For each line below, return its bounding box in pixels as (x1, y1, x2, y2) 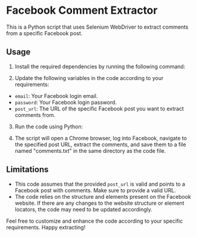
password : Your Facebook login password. (14, 99, 117, 106)
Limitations (6, 165, 49, 175)
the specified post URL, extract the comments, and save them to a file (14, 141, 186, 148)
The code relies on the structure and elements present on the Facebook (14, 193, 192, 200)
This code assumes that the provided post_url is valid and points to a (14, 180, 186, 187)
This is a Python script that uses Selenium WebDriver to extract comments (6, 23, 189, 30)
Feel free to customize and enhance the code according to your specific (6, 217, 183, 224)
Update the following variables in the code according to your (14, 74, 164, 81)
